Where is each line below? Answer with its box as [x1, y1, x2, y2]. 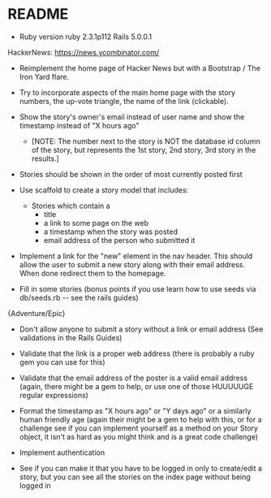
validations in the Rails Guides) [19, 332, 123, 342]
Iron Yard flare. [19, 71, 70, 81]
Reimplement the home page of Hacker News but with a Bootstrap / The [19, 63, 261, 73]
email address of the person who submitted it [43, 235, 196, 245]
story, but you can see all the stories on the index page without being [19, 472, 251, 482]
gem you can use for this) [19, 357, 106, 366]
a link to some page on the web [43, 218, 149, 227]
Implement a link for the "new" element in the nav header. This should [19, 251, 253, 261]
